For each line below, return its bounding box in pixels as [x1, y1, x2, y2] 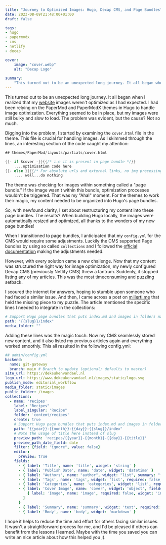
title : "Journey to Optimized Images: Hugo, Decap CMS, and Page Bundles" [5, 7, 163, 12]
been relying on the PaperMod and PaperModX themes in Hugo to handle [5, 105, 155, 111]
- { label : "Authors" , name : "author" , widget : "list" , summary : [18, 472, 156, 478]
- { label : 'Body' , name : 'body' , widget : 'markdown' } [18, 509, 136, 514]
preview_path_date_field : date [14, 440, 79, 445]
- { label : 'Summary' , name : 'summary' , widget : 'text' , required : [18, 504, 161, 510]
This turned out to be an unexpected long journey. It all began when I [5, 94, 146, 100]
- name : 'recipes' [9, 399, 48, 404]
